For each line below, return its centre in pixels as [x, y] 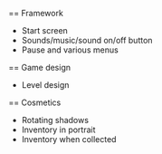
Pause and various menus [70, 50]
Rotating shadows [55, 120]
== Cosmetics [35, 102]
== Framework [36, 13]
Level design [45, 85]
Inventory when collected [69, 139]
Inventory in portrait [58, 130]
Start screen [45, 30]
